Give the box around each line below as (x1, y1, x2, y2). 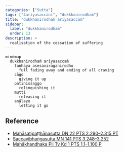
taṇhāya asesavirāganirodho (14, 63, 73, 68)
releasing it (18, 94, 47, 99)
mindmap (5, 54, 22, 59)
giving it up (18, 77, 47, 82)
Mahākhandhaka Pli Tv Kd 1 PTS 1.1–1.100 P (12, 141, 102, 147)
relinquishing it (18, 85, 56, 90)
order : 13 (10, 31, 30, 36)
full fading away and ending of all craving (18, 67, 114, 72)
